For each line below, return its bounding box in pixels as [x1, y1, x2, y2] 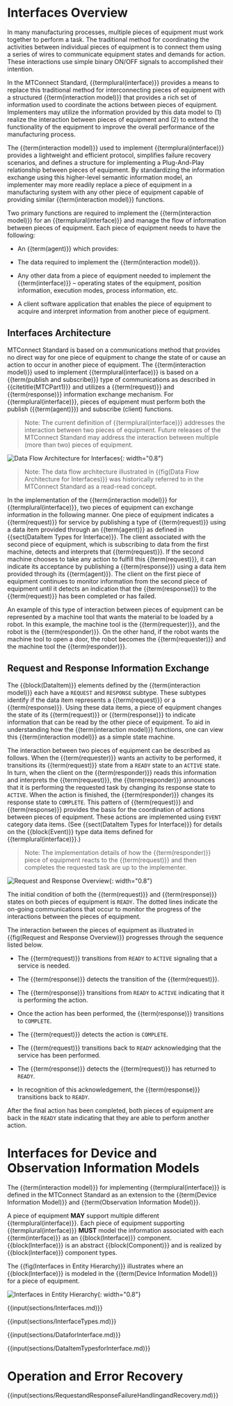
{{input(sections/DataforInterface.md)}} [7, 1330, 121, 1339]
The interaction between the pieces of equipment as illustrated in [7, 925, 194, 934]
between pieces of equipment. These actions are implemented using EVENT [7, 813, 221, 821]
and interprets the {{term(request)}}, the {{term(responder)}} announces [7, 776, 216, 784]
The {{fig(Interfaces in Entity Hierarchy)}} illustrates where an [7, 1261, 184, 1270]
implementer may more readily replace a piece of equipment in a [7, 180, 193, 189]
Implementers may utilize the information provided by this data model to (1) [7, 108, 222, 116]
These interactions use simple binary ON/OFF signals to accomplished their [7, 57, 224, 65]
